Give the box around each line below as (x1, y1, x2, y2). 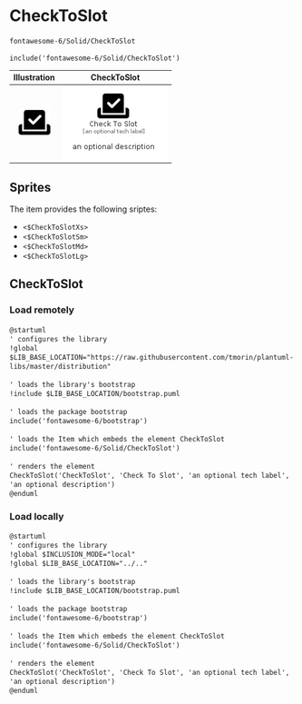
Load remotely (9, 303, 75, 316)
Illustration (13, 72, 56, 83)
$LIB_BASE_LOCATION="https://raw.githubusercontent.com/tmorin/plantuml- (9, 352, 295, 362)
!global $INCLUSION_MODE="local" (9, 550, 136, 559)
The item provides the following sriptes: (9, 203, 158, 214)
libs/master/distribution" (9, 362, 112, 371)
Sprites (9, 179, 52, 195)
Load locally (9, 510, 64, 522)
